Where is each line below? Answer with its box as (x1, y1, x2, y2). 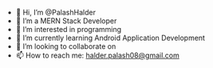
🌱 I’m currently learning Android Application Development (15, 33, 206, 42)
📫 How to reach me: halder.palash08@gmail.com (15, 50, 179, 60)
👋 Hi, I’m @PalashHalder (15, 8, 96, 17)
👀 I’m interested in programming (15, 25, 122, 34)
